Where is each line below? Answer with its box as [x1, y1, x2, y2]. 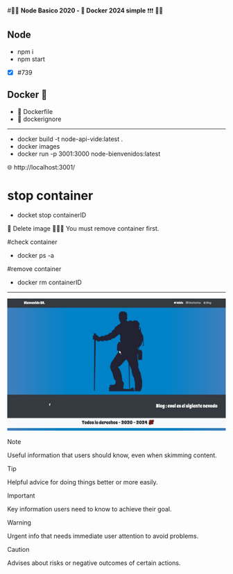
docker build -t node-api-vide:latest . [17, 135, 123, 143]
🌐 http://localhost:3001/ [7, 163, 76, 171]
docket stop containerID [17, 211, 87, 219]
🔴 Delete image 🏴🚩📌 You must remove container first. [7, 224, 159, 232]
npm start [17, 55, 45, 63]
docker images [17, 142, 60, 150]
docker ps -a [17, 251, 54, 259]
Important [7, 491, 35, 500]
